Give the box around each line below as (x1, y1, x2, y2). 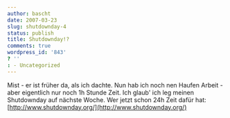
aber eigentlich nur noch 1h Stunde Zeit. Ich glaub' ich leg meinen (7, 88, 194, 96)
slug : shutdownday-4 (7, 23, 67, 30)
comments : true (7, 42, 51, 49)
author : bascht (7, 10, 51, 17)
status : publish (7, 29, 54, 37)
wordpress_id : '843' (7, 49, 67, 56)
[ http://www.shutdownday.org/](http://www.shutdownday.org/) (7, 103, 187, 111)
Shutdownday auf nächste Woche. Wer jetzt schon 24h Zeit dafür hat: (7, 95, 206, 104)
